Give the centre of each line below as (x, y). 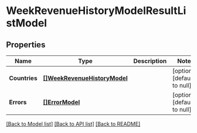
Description (150, 61)
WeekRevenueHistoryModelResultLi (96, 11)
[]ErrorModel (62, 102)
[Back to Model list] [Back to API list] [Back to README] (73, 124)
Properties (26, 45)
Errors (18, 102)
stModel (27, 23)
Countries (23, 78)
